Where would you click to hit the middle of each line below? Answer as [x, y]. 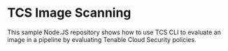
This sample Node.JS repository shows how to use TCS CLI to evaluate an [114, 32]
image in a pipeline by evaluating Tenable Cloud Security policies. [102, 39]
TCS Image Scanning [69, 13]
